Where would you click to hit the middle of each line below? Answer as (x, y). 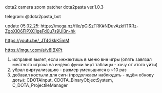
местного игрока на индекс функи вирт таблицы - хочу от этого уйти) (85, 65)
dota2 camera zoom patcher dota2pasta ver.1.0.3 (54, 7)
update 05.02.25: (22, 26)
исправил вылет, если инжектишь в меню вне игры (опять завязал (82, 59)
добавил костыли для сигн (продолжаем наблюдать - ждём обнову (83, 75)
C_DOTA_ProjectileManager (40, 85)
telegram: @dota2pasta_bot (33, 16)
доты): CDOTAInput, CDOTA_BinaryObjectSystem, (62, 80)
